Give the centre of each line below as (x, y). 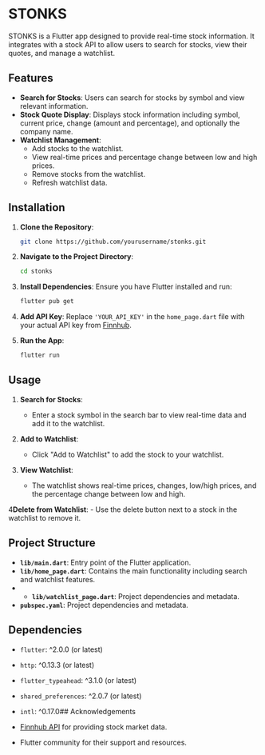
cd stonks (36, 272)
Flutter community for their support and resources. (103, 742)
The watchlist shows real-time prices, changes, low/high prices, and (144, 485)
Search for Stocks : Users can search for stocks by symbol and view (132, 98)
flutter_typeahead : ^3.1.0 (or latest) (78, 680)
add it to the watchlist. (68, 423)
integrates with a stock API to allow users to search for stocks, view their (128, 44)
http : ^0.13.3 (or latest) (57, 665)
